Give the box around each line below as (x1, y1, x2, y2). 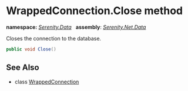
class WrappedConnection (14, 78, 79, 85)
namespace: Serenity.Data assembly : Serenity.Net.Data (6, 23, 146, 31)
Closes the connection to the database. (6, 35, 102, 42)
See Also (6, 63, 39, 73)
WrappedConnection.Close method (6, 4, 183, 18)
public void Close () (6, 46, 57, 52)
